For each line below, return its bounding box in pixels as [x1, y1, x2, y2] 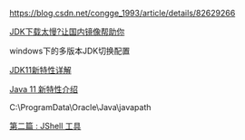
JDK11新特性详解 [9, 65, 72, 75]
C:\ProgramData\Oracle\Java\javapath [9, 102, 152, 112]
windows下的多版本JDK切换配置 [9, 45, 131, 56]
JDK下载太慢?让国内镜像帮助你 [9, 26, 125, 37]
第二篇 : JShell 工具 [9, 121, 82, 131]
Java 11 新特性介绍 [9, 84, 79, 94]
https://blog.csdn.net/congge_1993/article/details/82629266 [9, 8, 236, 18]
